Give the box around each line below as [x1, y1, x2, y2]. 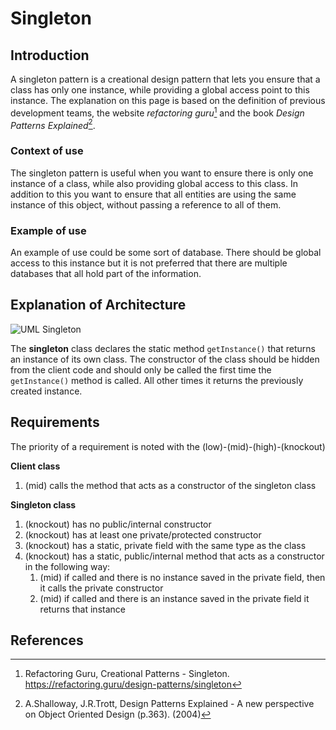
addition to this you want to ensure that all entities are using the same [10, 188, 297, 200]
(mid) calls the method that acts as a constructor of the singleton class [24, 479, 317, 491]
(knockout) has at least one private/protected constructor [24, 528, 262, 541]
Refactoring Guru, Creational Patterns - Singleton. [24, 668, 230, 680]
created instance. [10, 385, 83, 397]
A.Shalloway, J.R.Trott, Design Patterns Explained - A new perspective [24, 698, 315, 710]
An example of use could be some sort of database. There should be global [10, 246, 322, 258]
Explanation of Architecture [10, 297, 187, 314]
